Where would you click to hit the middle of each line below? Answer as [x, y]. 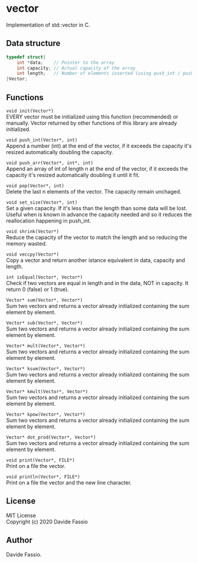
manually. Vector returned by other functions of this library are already [92, 123]
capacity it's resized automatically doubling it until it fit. [73, 175]
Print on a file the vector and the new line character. [69, 482]
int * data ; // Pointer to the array [66, 63]
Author [19, 540]
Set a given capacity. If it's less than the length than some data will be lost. [97, 208]
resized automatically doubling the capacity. [60, 152]
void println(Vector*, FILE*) [43, 477]
